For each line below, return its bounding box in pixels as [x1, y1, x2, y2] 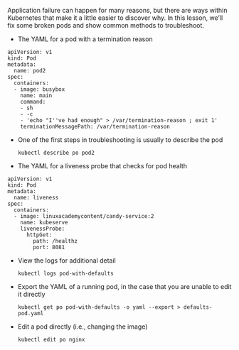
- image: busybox [14, 86, 65, 93]
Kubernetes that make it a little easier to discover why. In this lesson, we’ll [7, 13, 223, 22]
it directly [17, 290, 46, 298]
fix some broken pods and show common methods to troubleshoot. [7, 21, 205, 29]
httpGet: [26, 231, 53, 239]
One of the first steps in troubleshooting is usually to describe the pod [17, 136, 223, 144]
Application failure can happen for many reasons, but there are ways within [7, 6, 228, 14]
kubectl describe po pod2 [17, 149, 95, 156]
